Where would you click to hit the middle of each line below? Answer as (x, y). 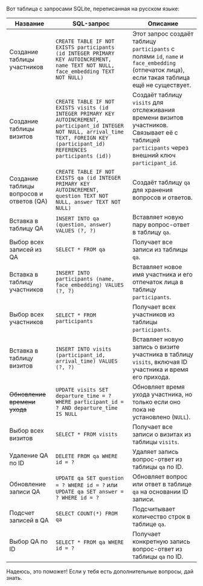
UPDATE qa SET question (89, 478)
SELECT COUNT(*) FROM (86, 513)
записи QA (25, 492)
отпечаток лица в (158, 282)
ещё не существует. (162, 85)
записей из (26, 250)
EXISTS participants (85, 47)
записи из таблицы (160, 250)
